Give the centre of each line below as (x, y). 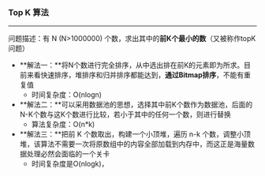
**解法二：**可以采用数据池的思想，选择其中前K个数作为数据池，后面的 (136, 105)
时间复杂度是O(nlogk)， (70, 164)
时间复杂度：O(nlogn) (67, 95)
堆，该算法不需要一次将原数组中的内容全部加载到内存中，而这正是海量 (134, 144)
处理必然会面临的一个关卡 (68, 154)
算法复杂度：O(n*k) (63, 125)
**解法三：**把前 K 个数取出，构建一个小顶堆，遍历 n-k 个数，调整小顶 (135, 134)
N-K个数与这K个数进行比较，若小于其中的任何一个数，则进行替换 (125, 114)
